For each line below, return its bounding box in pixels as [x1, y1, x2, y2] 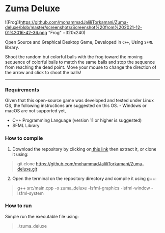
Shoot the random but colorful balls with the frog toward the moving [5, 53, 143, 59]
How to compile [5, 135, 43, 142]
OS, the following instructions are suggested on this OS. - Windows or [5, 103, 147, 108]
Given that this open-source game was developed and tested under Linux [5, 98, 154, 104]
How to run [5, 202, 32, 209]
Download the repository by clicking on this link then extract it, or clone [12, 146, 157, 152]
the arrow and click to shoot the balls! [5, 69, 82, 75]
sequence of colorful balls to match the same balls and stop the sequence [5, 59, 155, 65]
